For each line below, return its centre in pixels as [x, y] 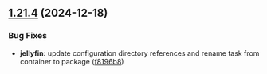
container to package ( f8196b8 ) [72, 61]
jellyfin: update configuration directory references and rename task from [139, 53]
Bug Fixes [28, 36]
